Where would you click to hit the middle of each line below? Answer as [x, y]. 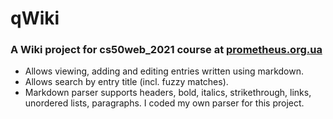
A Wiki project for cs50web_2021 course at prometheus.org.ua [166, 50]
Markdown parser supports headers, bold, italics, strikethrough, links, [168, 93]
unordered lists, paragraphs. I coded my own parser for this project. [164, 103]
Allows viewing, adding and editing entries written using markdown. [164, 71]
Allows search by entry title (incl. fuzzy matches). [126, 82]
